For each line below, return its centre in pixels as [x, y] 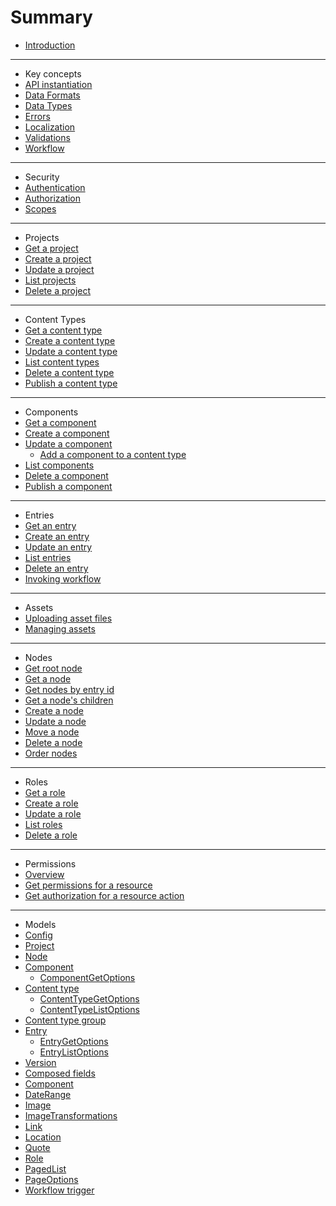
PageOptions [51, 1179]
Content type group [65, 1020]
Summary [51, 17]
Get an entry [50, 525]
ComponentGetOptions [87, 977]
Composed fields [60, 1073]
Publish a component [68, 486]
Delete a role [51, 835]
